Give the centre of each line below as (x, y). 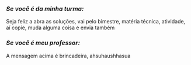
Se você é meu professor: (43, 43)
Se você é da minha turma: (45, 9)
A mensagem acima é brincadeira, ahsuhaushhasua (68, 56)
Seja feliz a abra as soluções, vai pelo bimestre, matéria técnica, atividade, (96, 22)
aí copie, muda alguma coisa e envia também (60, 28)
